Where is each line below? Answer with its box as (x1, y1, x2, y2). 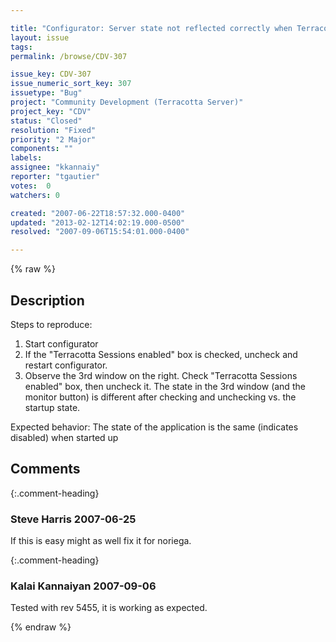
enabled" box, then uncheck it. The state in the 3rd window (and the (24, 380, 306, 392)
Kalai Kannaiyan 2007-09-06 (10, 579, 157, 593)
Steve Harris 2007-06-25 (10, 512, 137, 526)
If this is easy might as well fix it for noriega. (10, 535, 192, 547)
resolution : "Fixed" (10, 125, 97, 135)
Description (10, 292, 85, 309)
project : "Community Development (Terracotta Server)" (10, 97, 244, 107)
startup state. (24, 401, 81, 413)
